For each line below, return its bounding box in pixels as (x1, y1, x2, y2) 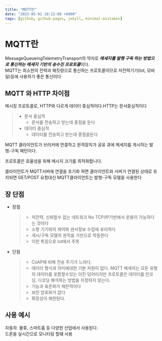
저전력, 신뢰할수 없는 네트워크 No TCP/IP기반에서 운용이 (31, 214, 138, 220)
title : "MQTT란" (5, 7, 37, 12)
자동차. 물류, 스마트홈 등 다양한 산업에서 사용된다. (5, 325, 98, 330)
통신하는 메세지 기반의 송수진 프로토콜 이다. (10, 62, 90, 67)
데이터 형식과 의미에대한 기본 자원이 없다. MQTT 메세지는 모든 (31, 265, 149, 271)
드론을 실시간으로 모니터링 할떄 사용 (5, 331, 73, 337)
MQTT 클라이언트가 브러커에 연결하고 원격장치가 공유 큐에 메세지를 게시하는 (5, 142, 148, 148)
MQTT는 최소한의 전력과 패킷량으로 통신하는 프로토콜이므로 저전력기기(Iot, (5, 67, 146, 73)
